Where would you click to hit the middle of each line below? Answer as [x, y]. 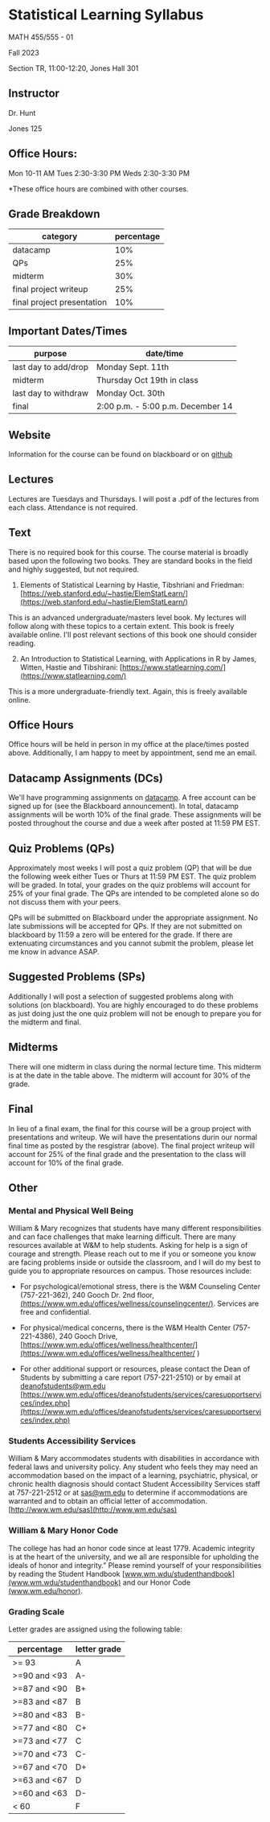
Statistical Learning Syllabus [106, 15]
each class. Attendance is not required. [73, 507]
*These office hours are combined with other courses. [98, 189]
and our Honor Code [157, 1582]
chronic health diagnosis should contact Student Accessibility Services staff [135, 1484]
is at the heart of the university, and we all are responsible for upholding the [134, 1557]
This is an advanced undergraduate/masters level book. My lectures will [127, 618]
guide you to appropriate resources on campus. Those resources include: [130, 1271]
